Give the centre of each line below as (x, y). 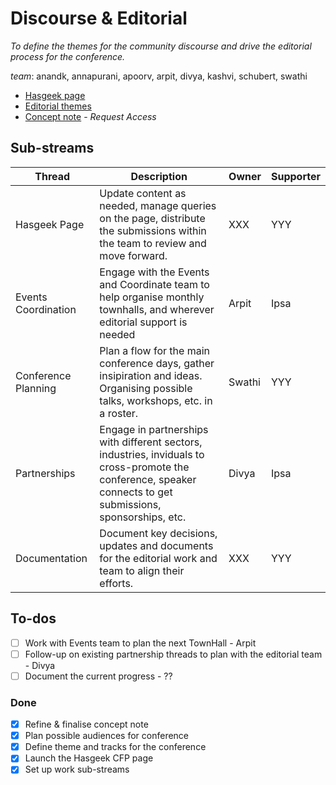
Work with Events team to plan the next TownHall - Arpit (140, 643)
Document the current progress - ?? (98, 676)
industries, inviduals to (152, 454)
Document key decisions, (158, 533)
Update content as (143, 193)
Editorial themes (58, 106)
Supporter (295, 176)
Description (159, 176)
